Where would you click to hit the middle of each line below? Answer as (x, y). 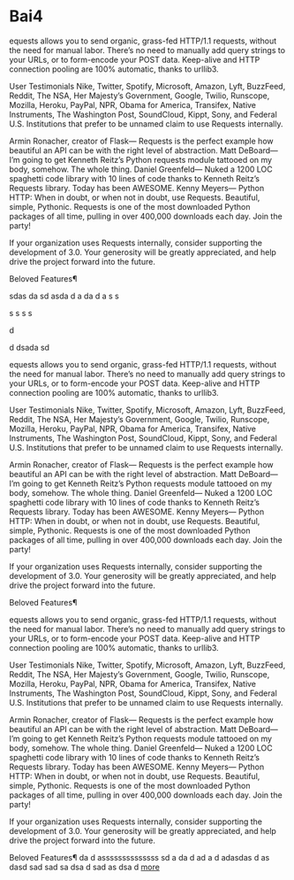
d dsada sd (30, 347)
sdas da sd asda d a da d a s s (64, 296)
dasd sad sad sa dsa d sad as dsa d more (85, 867)
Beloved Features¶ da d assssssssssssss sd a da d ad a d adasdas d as (139, 857)
